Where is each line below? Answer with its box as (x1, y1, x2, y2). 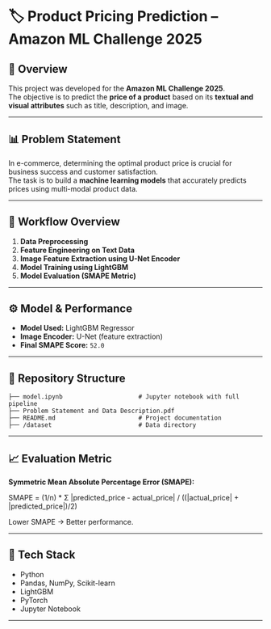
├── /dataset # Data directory (8, 421, 197, 429)
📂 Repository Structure (8, 371, 126, 385)
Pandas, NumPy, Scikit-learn (19, 578, 115, 588)
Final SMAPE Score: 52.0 (19, 340, 105, 350)
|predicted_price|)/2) (8, 501, 78, 511)
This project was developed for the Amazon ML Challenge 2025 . (8, 83, 226, 93)
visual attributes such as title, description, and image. (8, 101, 189, 110)
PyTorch (19, 595, 48, 605)
